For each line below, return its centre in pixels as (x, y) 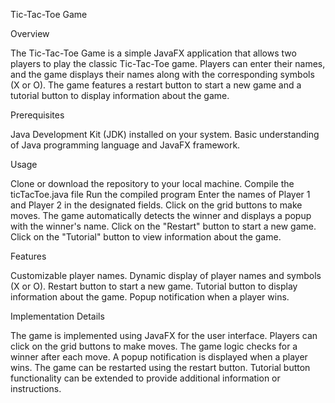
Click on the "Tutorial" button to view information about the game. (146, 237)
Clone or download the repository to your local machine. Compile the (152, 183)
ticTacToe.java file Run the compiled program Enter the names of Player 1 (160, 194)
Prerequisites (37, 115)
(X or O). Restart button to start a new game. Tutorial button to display (154, 286)
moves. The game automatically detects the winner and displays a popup (161, 215)
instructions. (36, 388)
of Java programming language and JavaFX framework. (125, 145)
